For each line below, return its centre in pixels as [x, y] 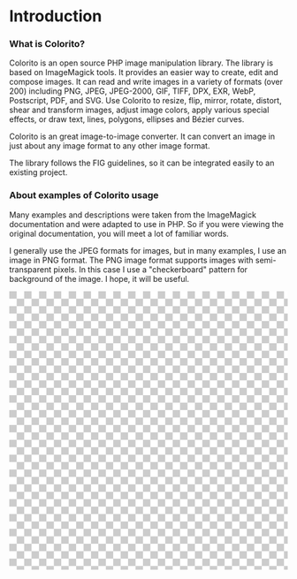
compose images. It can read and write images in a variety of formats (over [146, 82]
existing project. [38, 172]
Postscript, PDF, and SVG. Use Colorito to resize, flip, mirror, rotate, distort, [145, 101]
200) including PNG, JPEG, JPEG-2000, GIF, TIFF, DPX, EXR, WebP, [133, 91]
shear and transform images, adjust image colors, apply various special [139, 110]
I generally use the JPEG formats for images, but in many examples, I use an [148, 250]
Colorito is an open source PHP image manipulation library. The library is [141, 63]
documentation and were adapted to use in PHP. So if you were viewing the [147, 224]
